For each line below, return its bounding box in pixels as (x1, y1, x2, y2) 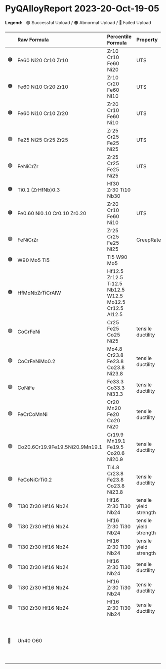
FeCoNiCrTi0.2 (17, 476, 52, 483)
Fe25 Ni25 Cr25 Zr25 (17, 136, 68, 143)
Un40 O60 (17, 637, 42, 644)
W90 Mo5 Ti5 (17, 257, 50, 263)
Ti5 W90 (107, 254, 127, 260)
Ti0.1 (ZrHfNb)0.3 (17, 186, 60, 193)
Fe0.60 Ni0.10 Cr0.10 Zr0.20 (17, 210, 86, 217)
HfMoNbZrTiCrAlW (17, 289, 61, 296)
